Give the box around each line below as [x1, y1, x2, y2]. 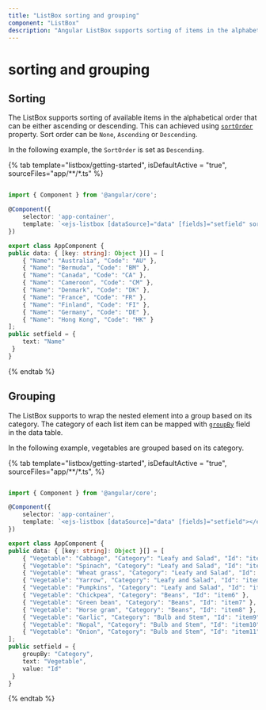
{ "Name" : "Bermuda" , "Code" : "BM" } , [22, 264, 150, 272]
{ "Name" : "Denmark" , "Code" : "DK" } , [22, 286, 150, 294]
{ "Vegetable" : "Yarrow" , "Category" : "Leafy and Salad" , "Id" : [22, 576, 239, 585]
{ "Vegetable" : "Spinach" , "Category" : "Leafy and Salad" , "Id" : [22, 562, 243, 570]
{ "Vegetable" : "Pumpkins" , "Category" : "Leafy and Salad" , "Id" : [22, 584, 246, 592]
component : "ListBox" [8, 19, 80, 27]
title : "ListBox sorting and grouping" [8, 11, 140, 20]
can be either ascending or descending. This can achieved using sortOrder [8, 121, 253, 131]
